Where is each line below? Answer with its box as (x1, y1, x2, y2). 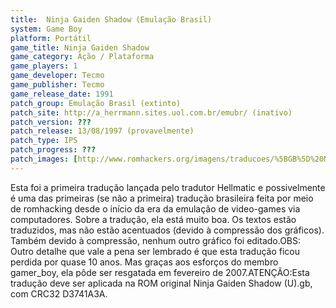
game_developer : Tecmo (10, 71, 105, 81)
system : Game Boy (10, 24, 83, 34)
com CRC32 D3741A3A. (10, 287, 108, 300)
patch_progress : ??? (10, 145, 97, 155)
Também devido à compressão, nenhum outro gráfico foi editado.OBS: (10, 234, 302, 246)
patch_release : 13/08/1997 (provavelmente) (10, 126, 195, 136)
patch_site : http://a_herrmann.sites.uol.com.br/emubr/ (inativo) (10, 107, 293, 118)
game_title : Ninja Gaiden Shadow (10, 42, 150, 53)
